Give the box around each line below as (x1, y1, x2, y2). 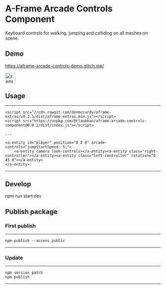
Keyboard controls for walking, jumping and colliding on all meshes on (5, 30, 148, 36)
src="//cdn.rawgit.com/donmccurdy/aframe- (23, 110, 112, 115)
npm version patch (5, 270, 43, 276)
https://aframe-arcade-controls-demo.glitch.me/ (5, 63, 104, 69)
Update (5, 254, 23, 261)
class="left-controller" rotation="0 (78, 153, 156, 158)
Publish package (5, 207, 58, 216)
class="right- (128, 148, 158, 154)
